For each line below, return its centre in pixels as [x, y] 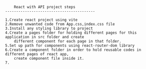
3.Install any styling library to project [49, 28]
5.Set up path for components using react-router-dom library [70, 46]
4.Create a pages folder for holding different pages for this [71, 33]
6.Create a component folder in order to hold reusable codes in [73, 50]
